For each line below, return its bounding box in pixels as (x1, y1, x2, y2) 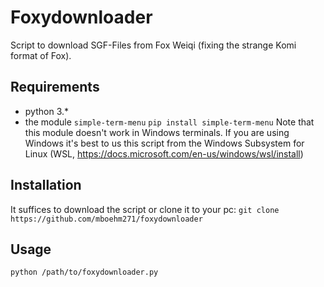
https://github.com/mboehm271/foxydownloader (10, 214, 203, 224)
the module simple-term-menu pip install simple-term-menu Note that (24, 116, 315, 128)
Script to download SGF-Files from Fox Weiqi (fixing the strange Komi (10, 39, 297, 51)
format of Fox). (10, 49, 72, 61)
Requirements (10, 79, 100, 96)
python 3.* (24, 105, 70, 117)
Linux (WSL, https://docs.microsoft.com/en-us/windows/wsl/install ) (24, 147, 304, 160)
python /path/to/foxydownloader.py (10, 267, 159, 278)
